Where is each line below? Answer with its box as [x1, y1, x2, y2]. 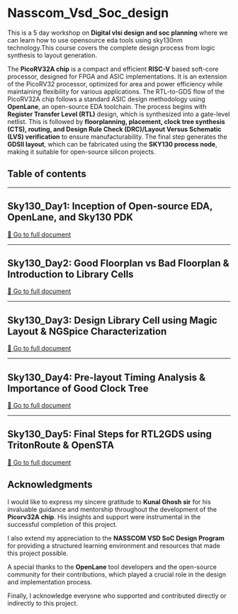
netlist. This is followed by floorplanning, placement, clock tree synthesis [7, 117, 225, 125]
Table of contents [7, 168, 86, 180]
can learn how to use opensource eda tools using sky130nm [7, 35, 183, 44]
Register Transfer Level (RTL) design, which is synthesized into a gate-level [7, 110, 230, 118]
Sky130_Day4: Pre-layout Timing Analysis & [7, 371, 206, 383]
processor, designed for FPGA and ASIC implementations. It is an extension [7, 72, 227, 81]
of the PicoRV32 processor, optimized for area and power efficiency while [7, 79, 223, 88]
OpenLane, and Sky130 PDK [7, 211, 133, 224]
